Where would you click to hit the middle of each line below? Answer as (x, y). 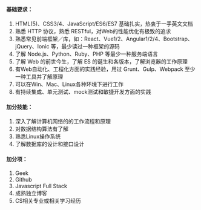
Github (23, 179)
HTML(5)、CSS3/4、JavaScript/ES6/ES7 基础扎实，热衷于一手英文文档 (104, 24)
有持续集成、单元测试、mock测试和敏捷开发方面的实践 (83, 92)
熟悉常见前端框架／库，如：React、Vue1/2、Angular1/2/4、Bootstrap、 (104, 39)
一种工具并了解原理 (39, 77)
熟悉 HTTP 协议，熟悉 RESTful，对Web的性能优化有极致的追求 (93, 31)
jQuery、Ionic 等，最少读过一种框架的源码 (67, 47)
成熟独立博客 (31, 193)
